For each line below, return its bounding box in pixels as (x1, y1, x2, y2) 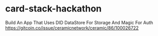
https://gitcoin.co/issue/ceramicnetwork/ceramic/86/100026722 (5, 24, 139, 30)
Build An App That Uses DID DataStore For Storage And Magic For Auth (5, 19, 153, 25)
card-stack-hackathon (5, 3, 102, 14)
